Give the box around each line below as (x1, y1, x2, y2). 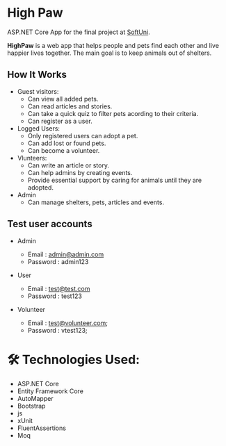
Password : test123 (27, 292, 82, 300)
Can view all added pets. (27, 94, 99, 103)
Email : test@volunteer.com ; (27, 318, 108, 327)
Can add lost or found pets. (27, 139, 106, 147)
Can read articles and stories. (27, 102, 113, 110)
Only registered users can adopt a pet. (27, 131, 138, 140)
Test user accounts (7, 218, 92, 230)
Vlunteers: (17, 154, 47, 162)
